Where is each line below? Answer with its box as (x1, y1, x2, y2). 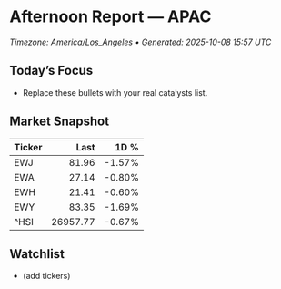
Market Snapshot (9, 114, 110, 129)
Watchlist (9, 246, 65, 262)
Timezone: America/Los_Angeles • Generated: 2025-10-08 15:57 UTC (9, 36, 272, 47)
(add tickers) (22, 271, 71, 282)
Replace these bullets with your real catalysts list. (22, 87, 208, 98)
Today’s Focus (9, 63, 94, 78)
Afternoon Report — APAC (9, 6, 212, 27)
